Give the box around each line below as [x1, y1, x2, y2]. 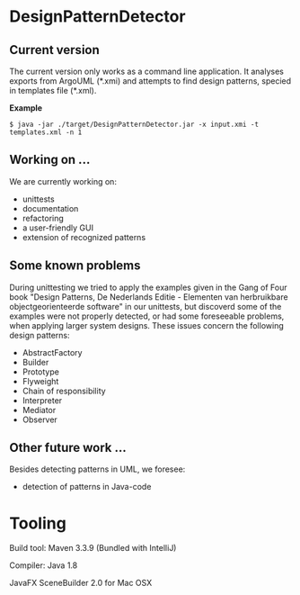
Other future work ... [9, 440, 128, 455]
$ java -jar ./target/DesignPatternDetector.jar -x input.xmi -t [9, 120, 259, 129]
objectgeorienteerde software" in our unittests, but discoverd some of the [9, 301, 282, 311]
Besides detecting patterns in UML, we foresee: [9, 464, 186, 474]
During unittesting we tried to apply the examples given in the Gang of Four [9, 282, 287, 293]
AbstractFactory [22, 347, 83, 357]
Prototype [22, 366, 60, 377]
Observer [22, 414, 58, 425]
